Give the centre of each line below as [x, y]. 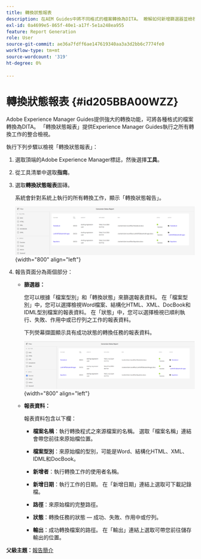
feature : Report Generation [41, 32]
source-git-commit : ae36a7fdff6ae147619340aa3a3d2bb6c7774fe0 [85, 44]
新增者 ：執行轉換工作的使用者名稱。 [77, 471]
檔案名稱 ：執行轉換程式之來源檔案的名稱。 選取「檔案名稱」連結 [112, 431]
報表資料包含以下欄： [50, 418]
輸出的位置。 [48, 537]
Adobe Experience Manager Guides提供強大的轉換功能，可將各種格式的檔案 [100, 119]
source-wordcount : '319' [37, 57]
